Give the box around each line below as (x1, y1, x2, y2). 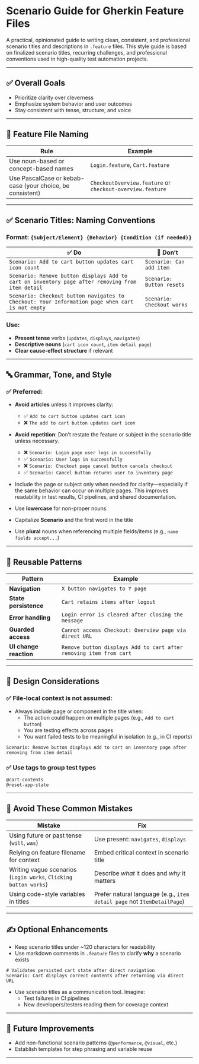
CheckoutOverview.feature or (90, 178, 171, 186)
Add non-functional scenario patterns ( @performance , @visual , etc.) (14, 1039, 178, 1046)
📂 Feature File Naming (6, 129, 89, 140)
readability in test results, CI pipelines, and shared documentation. (14, 493, 176, 501)
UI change (9, 642, 38, 651)
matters (94, 876, 115, 885)
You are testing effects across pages (23, 726, 114, 734)
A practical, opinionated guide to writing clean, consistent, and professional (6, 36, 191, 43)
